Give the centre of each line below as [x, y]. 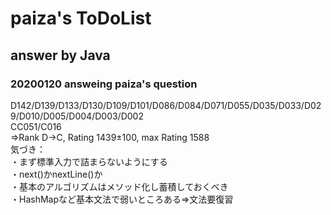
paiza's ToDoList [81, 18]
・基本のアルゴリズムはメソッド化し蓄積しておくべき [119, 186]
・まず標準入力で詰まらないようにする [89, 161]
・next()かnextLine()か [56, 174]
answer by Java [60, 55]
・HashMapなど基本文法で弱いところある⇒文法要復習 [122, 199]
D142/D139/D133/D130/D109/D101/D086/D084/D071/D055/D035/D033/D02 [166, 105]
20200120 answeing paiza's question [104, 84]
